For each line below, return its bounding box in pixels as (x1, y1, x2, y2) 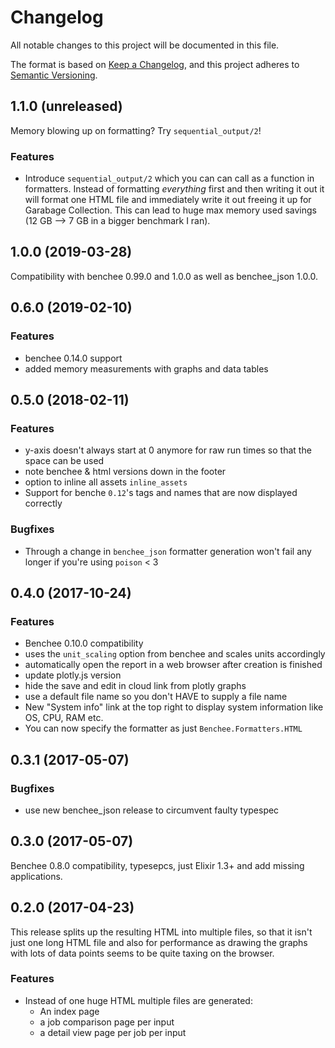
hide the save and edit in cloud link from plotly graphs (24, 680, 247, 692)
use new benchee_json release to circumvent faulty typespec (24, 804, 280, 816)
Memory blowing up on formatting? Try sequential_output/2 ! (10, 124, 262, 136)
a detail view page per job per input (39, 1026, 187, 1038)
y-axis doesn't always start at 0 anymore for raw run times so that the (24, 444, 312, 456)
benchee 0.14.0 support (24, 352, 123, 364)
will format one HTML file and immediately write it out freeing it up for (24, 194, 312, 206)
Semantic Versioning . (10, 69, 98, 81)
